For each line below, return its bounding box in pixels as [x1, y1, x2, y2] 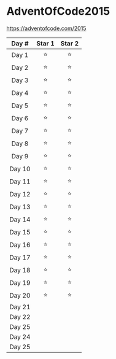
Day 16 [9, 241, 31, 249]
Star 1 [36, 39, 55, 47]
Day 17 [9, 253, 31, 262]
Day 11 [9, 177, 31, 186]
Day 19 [9, 279, 31, 287]
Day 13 [9, 203, 31, 211]
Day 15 [9, 228, 31, 237]
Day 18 [9, 266, 31, 274]
